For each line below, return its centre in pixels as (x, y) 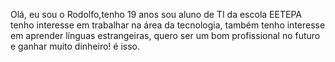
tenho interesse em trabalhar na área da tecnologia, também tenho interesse (168, 25)
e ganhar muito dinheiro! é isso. (75, 46)
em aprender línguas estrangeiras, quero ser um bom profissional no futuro (165, 35)
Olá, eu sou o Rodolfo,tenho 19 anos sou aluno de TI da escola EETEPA (156, 14)
